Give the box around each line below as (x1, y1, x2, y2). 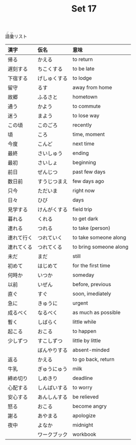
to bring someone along (72, 243, 128, 250)
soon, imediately (72, 290, 111, 297)
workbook (72, 431, 96, 438)
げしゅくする (37, 75, 68, 82)
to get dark (72, 215, 98, 222)
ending (72, 149, 89, 156)
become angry (72, 403, 107, 410)
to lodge (72, 74, 92, 81)
